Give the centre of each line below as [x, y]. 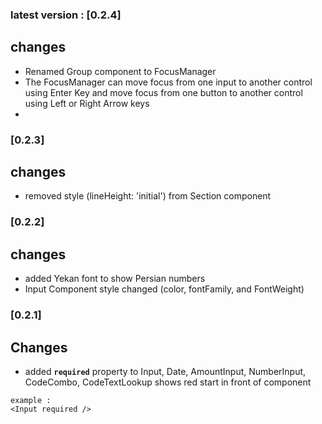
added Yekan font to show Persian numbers [115, 279]
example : [31, 400]
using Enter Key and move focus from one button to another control [163, 92]
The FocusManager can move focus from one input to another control [168, 82]
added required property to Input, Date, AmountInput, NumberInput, [165, 371]
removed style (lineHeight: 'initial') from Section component [148, 196]
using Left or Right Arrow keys [87, 103]
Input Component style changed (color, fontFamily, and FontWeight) [164, 289]
